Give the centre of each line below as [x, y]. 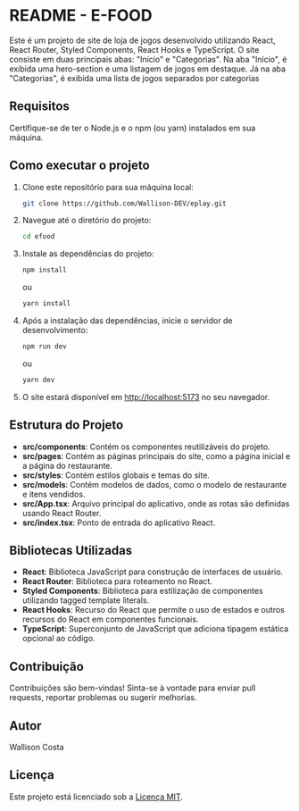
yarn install [46, 304]
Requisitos [39, 107]
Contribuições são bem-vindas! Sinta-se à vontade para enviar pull [133, 688]
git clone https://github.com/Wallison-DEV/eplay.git [124, 203]
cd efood [38, 237]
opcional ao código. [58, 639]
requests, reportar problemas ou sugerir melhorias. [103, 698]
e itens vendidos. [54, 494]
